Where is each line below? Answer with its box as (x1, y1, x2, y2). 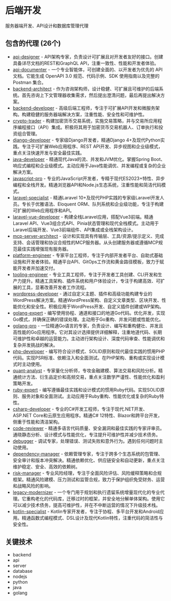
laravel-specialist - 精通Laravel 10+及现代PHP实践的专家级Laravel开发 (12, 194, 160, 200)
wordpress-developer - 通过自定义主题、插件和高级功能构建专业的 (12, 291, 153, 297)
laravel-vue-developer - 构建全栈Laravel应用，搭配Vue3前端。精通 (12, 214, 154, 220)
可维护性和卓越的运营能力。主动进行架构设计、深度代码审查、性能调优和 (12, 335, 165, 341)
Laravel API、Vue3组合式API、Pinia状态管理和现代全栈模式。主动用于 (12, 220, 159, 226)
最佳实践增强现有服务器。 (17, 245, 71, 252)
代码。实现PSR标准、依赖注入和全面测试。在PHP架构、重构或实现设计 (12, 355, 161, 361)
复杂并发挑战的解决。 (12, 342, 58, 348)
